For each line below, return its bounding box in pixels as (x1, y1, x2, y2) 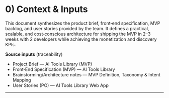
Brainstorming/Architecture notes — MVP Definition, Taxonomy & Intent (12, 71, 161, 77)
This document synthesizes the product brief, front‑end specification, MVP (5, 20, 160, 26)
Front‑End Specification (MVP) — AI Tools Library (12, 66, 115, 72)
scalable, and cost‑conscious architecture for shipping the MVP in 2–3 (5, 31, 151, 37)
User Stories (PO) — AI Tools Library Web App (12, 82, 109, 88)
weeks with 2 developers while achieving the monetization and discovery (5, 36, 157, 42)
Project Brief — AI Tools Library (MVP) (12, 61, 92, 67)
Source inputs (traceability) (5, 51, 63, 57)
